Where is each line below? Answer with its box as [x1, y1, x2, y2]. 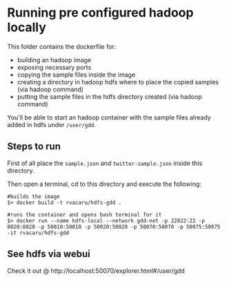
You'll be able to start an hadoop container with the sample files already [7, 113, 212, 122]
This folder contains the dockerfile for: [7, 42, 117, 50]
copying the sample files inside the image [17, 70, 136, 79]
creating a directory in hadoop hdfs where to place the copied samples [17, 77, 219, 86]
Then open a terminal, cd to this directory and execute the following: [7, 180, 201, 188]
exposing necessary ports [17, 63, 92, 71]
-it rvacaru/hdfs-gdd [7, 229, 70, 236]
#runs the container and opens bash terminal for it [7, 211, 162, 218]
